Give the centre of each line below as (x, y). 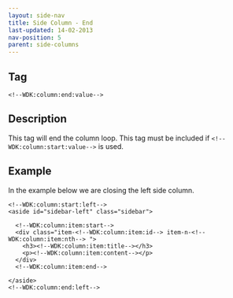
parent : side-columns (44, 45)
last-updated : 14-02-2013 (50, 30)
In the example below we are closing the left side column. (101, 190)
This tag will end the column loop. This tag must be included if (109, 138)
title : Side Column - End (50, 23)
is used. (111, 146)
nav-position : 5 (35, 37)
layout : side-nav (37, 15)
